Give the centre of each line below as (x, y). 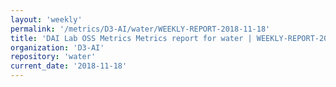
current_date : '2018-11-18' (69, 66)
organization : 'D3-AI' (57, 47)
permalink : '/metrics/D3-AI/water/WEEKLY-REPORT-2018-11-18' (140, 29)
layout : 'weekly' (46, 19)
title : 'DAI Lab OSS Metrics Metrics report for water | (131, 38)
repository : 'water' (53, 57)
